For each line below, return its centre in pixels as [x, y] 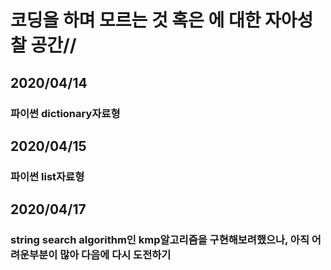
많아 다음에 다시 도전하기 [115, 255]
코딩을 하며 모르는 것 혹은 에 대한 [136, 20]
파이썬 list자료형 [47, 176]
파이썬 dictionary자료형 [65, 113]
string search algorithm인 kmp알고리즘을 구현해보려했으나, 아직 [160, 240]
